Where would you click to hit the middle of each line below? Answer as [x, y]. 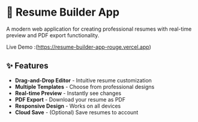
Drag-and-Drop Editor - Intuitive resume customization [83, 80]
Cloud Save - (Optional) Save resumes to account [76, 112]
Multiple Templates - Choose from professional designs [85, 87]
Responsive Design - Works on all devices [68, 106]
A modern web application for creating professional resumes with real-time [99, 29]
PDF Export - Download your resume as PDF [70, 99]
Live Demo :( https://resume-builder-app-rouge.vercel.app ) [79, 47]
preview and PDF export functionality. [53, 35]
